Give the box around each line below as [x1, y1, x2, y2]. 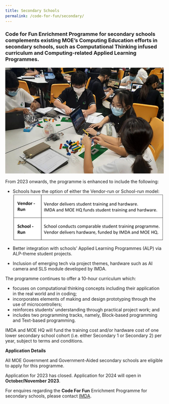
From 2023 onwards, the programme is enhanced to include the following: [5, 178, 159, 184]
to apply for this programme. [5, 363, 64, 369]
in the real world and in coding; [12, 290, 77, 297]
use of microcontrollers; [12, 301, 62, 307]
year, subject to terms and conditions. [5, 338, 84, 344]
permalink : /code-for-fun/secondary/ [5, 13, 84, 19]
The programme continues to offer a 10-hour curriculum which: [5, 275, 136, 282]
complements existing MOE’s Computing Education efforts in [5, 37, 157, 44]
